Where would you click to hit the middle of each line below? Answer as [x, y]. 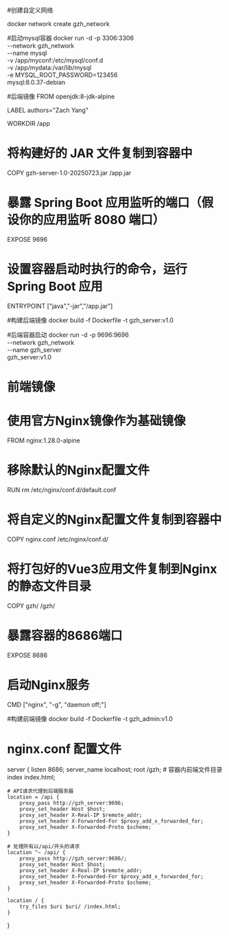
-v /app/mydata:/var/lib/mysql [49, 68]
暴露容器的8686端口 [65, 635]
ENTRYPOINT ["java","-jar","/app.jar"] [60, 306]
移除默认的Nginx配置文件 [79, 470]
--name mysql [27, 53]
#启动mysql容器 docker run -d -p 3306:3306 [71, 38]
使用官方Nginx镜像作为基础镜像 [97, 421]
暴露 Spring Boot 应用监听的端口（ [105, 203]
